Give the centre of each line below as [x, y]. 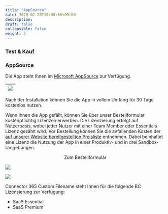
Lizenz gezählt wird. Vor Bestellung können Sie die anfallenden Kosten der [83, 131]
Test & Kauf [20, 51]
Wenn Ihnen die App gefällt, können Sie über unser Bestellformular [75, 115]
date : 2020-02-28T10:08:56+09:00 [41, 15]
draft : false [19, 24]
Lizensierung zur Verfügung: [35, 192]
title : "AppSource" [26, 10]
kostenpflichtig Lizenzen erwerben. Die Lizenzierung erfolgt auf [72, 121]
